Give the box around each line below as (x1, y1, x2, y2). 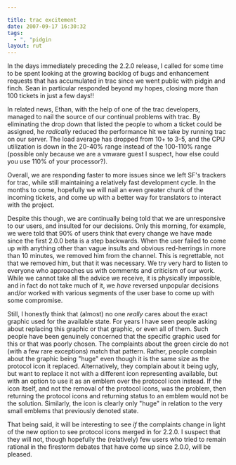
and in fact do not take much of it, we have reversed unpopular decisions (7, 281, 219, 290)
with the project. (7, 201, 55, 209)
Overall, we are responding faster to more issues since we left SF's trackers (7, 171, 226, 180)
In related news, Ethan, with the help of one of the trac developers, (7, 105, 200, 114)
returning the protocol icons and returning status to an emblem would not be (7, 392, 228, 400)
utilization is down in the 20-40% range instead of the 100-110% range (7, 142, 212, 151)
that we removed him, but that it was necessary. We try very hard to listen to (7, 259, 228, 267)
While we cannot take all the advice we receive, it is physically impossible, (7, 274, 223, 283)
